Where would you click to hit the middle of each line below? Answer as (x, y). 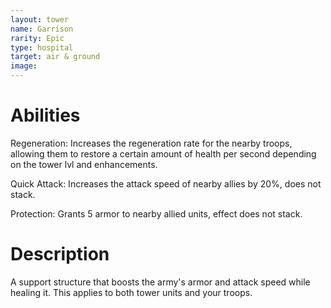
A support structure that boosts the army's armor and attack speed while (160, 282)
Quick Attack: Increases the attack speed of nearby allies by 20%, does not (166, 183)
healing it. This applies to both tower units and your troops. (131, 292)
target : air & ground (55, 57)
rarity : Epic (37, 38)
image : (24, 66)
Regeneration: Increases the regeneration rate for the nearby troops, (151, 143)
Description (60, 254)
